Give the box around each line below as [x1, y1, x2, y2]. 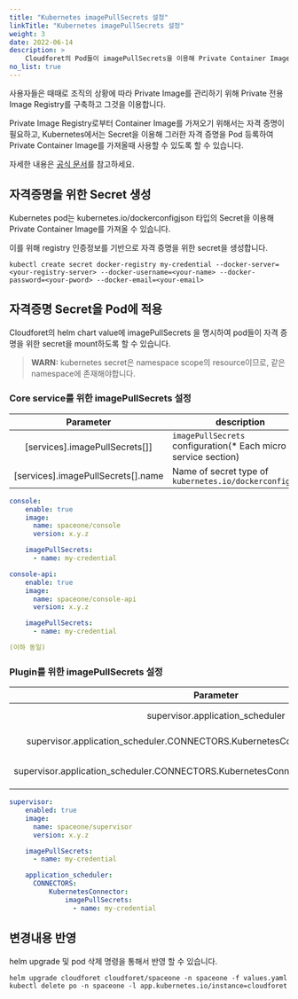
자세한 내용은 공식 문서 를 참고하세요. [9, 159, 135, 169]
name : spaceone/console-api [32, 595, 137, 604]
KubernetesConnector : [48, 887, 129, 896]
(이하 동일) [9, 644, 46, 652]
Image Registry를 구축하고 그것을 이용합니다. [9, 98, 167, 109]
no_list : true [9, 63, 62, 72]
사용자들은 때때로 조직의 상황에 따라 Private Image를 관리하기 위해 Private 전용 [9, 88, 284, 98]
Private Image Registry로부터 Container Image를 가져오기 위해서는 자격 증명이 [9, 117, 286, 129]
